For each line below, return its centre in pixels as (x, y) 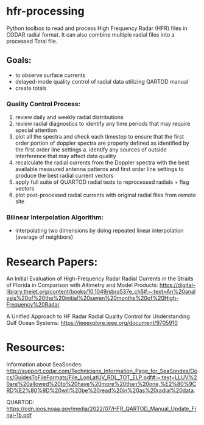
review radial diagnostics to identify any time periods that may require (103, 124)
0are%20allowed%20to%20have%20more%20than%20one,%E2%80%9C (101, 384)
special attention (36, 130)
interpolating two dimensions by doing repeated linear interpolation (99, 231)
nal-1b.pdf (19, 415)
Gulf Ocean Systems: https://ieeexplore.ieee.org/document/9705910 (92, 323)
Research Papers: (52, 262)
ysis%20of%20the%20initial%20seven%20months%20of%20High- (93, 298)
